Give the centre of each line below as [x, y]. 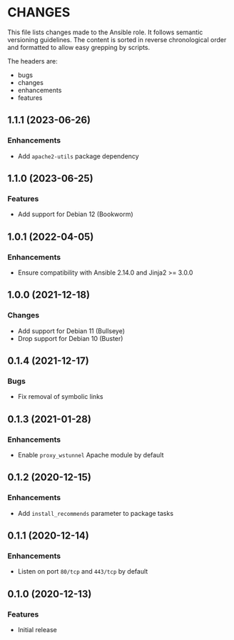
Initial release [37, 630]
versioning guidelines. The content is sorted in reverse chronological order [117, 39]
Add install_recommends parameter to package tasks [95, 513]
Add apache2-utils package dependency [78, 156]
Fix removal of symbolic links [60, 397]
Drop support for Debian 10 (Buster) [70, 338]
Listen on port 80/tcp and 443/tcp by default [83, 572]
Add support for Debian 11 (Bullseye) [71, 331]
